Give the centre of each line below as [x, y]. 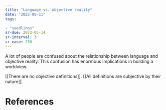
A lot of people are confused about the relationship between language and [82, 56]
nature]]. [14, 81]
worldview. [16, 66]
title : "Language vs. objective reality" [49, 10]
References [29, 102]
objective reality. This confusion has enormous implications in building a [79, 61]
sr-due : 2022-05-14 [25, 33]
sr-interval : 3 [21, 37]
